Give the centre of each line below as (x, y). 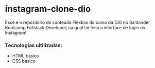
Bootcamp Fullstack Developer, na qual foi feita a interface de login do (75, 27)
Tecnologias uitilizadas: (34, 45)
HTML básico (26, 56)
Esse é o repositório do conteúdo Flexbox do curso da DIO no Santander (77, 22)
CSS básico (24, 61)
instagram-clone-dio (48, 9)
